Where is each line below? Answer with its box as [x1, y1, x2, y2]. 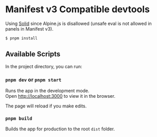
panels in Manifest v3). [5, 25, 54, 32]
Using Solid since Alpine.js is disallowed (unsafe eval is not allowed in [5, 20, 152, 26]
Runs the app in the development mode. [5, 88, 89, 94]
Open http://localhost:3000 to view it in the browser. [5, 93, 116, 99]
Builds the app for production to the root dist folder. [5, 126, 115, 132]
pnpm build [5, 116, 32, 121]
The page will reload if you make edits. [5, 103, 87, 109]
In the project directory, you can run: [5, 63, 82, 69]
